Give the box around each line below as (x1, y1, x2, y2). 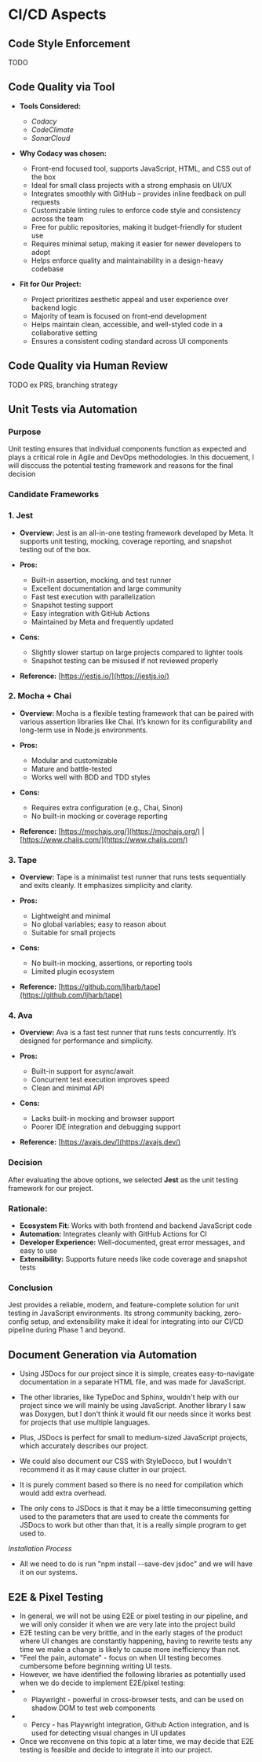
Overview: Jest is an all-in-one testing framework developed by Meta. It (19, 528, 253, 537)
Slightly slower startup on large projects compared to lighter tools (31, 647, 243, 657)
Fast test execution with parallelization (31, 592, 155, 601)
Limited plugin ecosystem (31, 967, 115, 976)
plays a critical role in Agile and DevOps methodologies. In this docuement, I (8, 452, 255, 462)
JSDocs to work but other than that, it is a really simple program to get (19, 1521, 247, 1530)
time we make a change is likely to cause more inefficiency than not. (19, 1644, 241, 1653)
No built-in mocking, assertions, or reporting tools (31, 958, 193, 968)
